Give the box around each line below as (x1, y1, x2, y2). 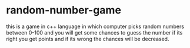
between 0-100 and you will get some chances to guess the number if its (6, 29, 183, 36)
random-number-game (6, 4, 122, 17)
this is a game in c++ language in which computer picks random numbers (6, 23, 184, 30)
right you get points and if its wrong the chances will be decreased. (6, 35, 169, 42)
